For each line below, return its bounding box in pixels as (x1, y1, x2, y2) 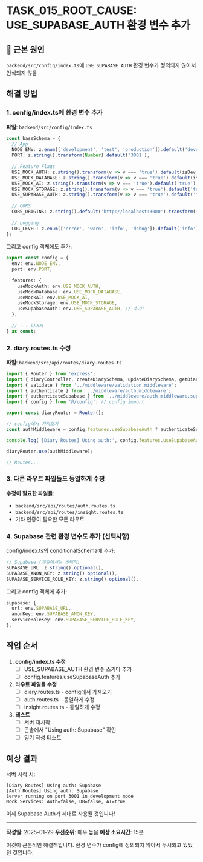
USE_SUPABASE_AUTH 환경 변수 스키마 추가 (24, 665, 132, 673)
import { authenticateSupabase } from (6, 393, 104, 399)
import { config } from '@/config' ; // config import (6, 399, 145, 405)
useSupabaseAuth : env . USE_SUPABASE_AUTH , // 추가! (17, 306, 145, 312)
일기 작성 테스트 (24, 734, 62, 741)
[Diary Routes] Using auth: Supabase (6, 783, 101, 789)
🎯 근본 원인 (6, 44, 45, 55)
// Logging (11, 219, 39, 226)
